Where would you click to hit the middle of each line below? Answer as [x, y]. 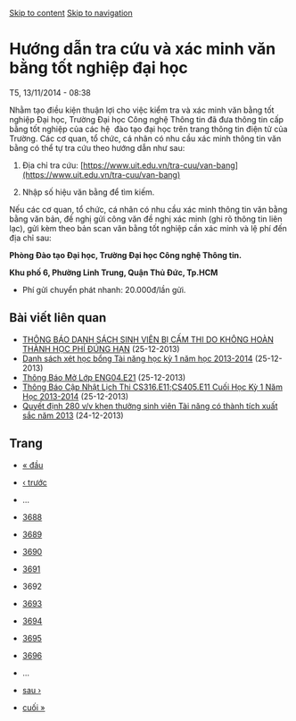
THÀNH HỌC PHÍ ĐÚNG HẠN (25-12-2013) [101, 348]
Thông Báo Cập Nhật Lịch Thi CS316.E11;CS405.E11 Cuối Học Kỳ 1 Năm [152, 387]
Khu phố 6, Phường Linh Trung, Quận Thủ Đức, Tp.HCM [114, 272]
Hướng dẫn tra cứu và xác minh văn [143, 49]
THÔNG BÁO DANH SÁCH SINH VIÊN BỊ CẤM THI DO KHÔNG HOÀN [148, 340]
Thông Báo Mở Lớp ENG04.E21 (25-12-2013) [104, 377]
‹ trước [34, 482]
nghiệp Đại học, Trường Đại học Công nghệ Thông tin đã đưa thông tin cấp [146, 119]
